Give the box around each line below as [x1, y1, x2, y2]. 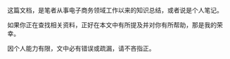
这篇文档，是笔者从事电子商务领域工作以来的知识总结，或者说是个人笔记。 [7, 6, 223, 14]
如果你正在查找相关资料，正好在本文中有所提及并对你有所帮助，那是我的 [7, 21, 217, 29]
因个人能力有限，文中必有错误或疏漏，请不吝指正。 [7, 44, 155, 52]
